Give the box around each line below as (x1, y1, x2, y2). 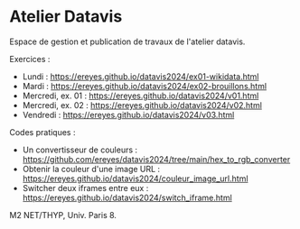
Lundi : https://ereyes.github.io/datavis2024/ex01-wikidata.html (22, 70, 259, 82)
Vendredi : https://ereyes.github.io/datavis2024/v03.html (22, 109, 235, 120)
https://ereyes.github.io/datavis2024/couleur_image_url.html (22, 173, 248, 184)
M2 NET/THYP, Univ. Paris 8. (9, 209, 117, 220)
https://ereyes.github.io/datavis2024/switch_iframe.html (22, 192, 232, 203)
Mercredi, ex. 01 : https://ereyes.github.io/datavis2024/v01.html (22, 90, 259, 101)
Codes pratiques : (9, 126, 76, 137)
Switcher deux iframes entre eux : (22, 182, 149, 193)
